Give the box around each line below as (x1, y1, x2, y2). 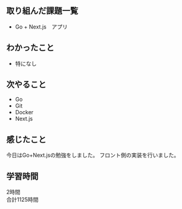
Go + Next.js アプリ (15, 23, 68, 30)
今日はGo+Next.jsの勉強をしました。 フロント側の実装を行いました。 (6, 151, 180, 159)
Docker (15, 109, 34, 116)
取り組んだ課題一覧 (6, 5, 78, 16)
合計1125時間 (6, 196, 39, 204)
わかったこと (6, 43, 55, 53)
